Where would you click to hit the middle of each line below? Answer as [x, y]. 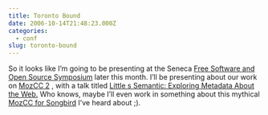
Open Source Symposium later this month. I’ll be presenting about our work [133, 77]
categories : [28, 31]
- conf [26, 38]
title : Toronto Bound [45, 16]
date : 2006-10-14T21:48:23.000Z [62, 23]
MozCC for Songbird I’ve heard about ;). [75, 103]
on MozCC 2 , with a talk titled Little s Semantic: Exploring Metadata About [132, 86]
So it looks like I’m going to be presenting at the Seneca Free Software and [132, 68]
